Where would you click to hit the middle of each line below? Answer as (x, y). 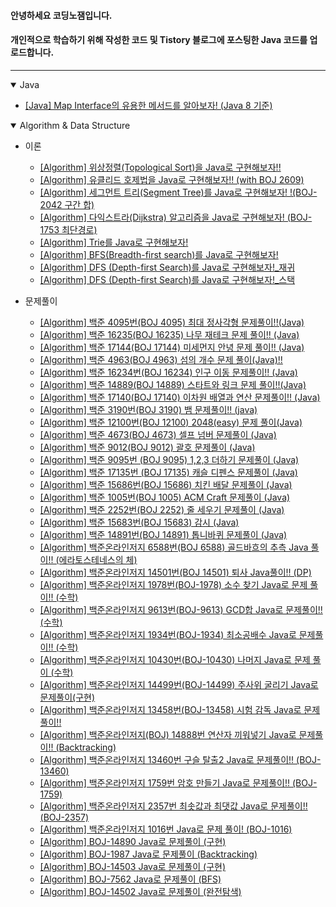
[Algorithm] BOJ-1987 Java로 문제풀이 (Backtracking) (148, 854)
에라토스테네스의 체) (98, 559)
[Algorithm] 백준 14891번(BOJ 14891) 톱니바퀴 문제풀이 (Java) (163, 534)
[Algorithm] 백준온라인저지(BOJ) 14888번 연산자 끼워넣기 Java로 (168, 734)
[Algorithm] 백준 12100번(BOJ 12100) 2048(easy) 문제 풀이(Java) (171, 422)
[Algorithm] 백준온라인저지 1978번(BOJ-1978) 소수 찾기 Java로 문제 (173, 584)
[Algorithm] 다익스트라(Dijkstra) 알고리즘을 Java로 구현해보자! (162, 217)
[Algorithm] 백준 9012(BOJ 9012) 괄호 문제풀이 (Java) (147, 447)
